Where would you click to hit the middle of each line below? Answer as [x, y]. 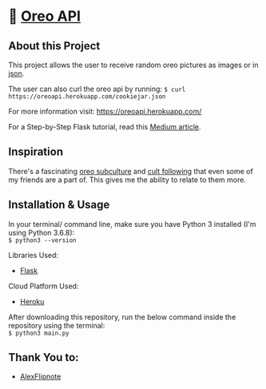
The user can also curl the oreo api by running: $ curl [97, 89]
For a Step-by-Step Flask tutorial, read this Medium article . [105, 127]
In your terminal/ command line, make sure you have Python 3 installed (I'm [133, 224]
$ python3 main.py [39, 333]
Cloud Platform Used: [44, 286]
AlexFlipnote [40, 377]
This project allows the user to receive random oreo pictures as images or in [133, 65]
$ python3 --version [43, 240]
